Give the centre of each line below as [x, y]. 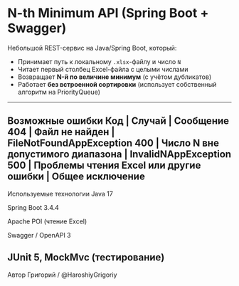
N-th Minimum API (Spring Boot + [108, 13]
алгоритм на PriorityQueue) [59, 92]
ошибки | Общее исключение [76, 177]
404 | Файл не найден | [61, 132]
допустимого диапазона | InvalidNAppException [119, 154]
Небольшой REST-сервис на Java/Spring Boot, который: [92, 48]
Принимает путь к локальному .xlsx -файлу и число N [99, 61]
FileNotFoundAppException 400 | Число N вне [113, 143]
